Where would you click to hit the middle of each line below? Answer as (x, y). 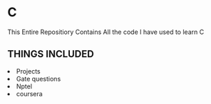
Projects (29, 71)
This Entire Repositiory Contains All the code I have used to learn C (106, 32)
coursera (30, 93)
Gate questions (39, 79)
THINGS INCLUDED (51, 54)
